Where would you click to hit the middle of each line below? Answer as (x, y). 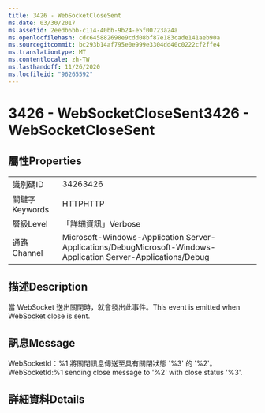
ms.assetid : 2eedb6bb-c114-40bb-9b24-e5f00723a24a (93, 30)
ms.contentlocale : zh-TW (49, 60)
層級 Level (30, 223)
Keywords (31, 209)
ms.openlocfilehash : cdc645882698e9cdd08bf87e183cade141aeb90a (114, 38)
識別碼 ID (28, 184)
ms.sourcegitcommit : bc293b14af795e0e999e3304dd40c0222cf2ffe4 (114, 45)
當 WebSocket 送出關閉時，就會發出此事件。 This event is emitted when (124, 307)
